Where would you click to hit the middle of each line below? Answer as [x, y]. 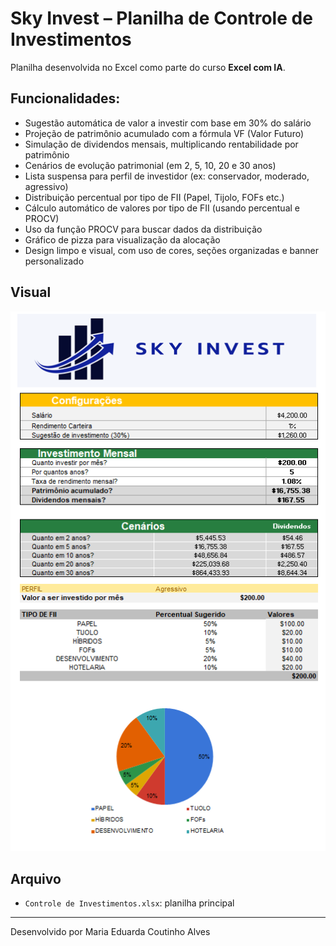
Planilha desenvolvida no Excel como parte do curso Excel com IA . [148, 67]
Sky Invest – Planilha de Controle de [161, 18]
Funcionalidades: [65, 98]
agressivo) [46, 186]
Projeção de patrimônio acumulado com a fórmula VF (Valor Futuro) [164, 133]
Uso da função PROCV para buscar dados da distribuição [143, 229]
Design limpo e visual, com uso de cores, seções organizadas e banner [172, 250]
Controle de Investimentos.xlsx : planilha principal [129, 903]
